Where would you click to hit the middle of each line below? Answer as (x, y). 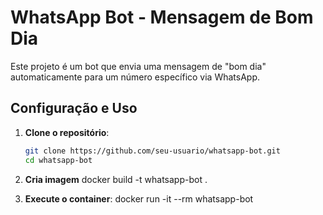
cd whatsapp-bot (58, 160)
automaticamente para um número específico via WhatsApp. (135, 77)
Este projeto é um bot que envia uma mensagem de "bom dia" (138, 66)
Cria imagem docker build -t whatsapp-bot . (116, 179)
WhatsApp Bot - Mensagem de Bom (162, 17)
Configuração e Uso (74, 108)
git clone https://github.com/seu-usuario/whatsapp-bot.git (152, 151)
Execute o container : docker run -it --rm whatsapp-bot (139, 198)
